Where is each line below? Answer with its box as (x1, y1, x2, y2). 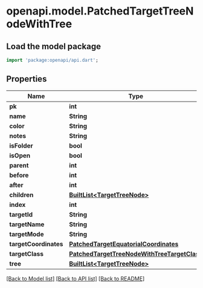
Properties (6, 74, 47, 84)
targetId (9, 210, 33, 218)
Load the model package (6, 41, 101, 51)
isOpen (9, 151, 31, 160)
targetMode (9, 230, 44, 238)
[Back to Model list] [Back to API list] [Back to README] (6, 275, 145, 282)
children (9, 191, 34, 199)
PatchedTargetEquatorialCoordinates (69, 240, 179, 248)
